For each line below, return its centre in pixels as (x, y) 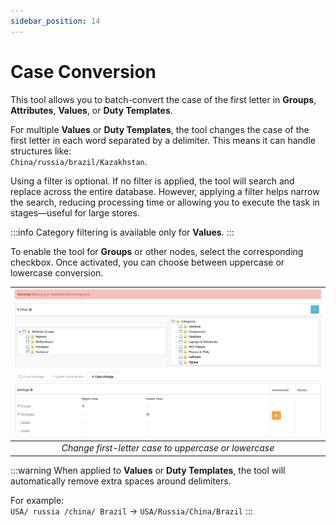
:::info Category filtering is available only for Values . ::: (122, 232)
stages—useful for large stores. (75, 212)
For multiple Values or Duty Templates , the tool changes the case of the (160, 129)
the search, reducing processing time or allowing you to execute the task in (165, 202)
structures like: (41, 151)
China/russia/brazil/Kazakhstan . (79, 161)
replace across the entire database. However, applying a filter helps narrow (165, 191)
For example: (37, 500)
